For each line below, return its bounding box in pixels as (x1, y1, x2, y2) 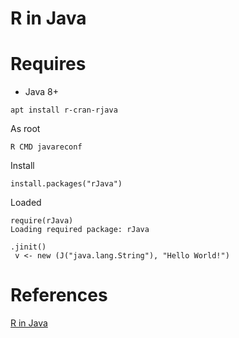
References (10, 284, 108, 307)
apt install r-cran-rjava (10, 105, 118, 116)
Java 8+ (24, 86, 59, 98)
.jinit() (10, 242, 47, 252)
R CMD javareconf (10, 142, 83, 152)
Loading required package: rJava (10, 225, 150, 235)
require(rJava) (10, 216, 74, 226)
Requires (10, 53, 87, 76)
